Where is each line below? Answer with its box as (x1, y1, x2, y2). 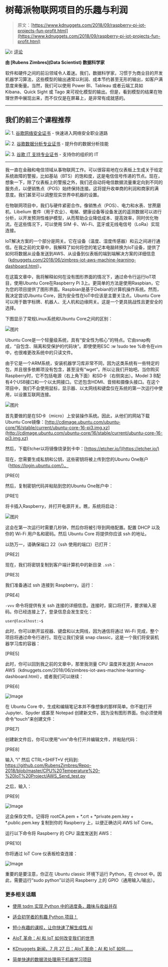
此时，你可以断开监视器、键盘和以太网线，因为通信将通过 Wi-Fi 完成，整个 (5, 628, 159, 634)
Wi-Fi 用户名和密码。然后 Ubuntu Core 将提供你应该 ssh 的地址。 (14, 530, 149, 536)
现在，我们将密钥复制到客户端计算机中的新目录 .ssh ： (5, 561, 116, 567)
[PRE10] (5, 840, 21, 846)
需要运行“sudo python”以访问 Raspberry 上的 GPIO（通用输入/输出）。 (13, 877, 157, 883)
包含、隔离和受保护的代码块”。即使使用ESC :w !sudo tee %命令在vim (20, 343, 162, 349)
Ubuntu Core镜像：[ (5, 419, 46, 425)
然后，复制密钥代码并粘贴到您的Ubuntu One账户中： (5, 483, 113, 489)
